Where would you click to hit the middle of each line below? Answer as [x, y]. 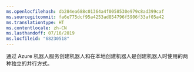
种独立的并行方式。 [29, 63]
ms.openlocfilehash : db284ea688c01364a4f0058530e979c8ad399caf [85, 11]
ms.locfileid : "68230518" [38, 39]
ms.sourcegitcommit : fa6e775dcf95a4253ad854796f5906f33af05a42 [85, 17]
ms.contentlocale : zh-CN [36, 28]
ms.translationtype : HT [35, 22]
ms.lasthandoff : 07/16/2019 [41, 33]
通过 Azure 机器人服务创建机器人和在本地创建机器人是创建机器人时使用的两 [97, 56]
